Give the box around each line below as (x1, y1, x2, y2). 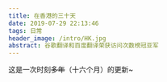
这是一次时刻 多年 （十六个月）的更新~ (8, 65, 134, 75)
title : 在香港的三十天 (8, 11, 77, 20)
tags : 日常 (8, 27, 43, 35)
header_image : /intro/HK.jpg (8, 34, 106, 43)
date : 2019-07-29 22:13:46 (8, 19, 99, 27)
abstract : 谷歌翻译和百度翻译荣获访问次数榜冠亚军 (8, 42, 159, 50)
